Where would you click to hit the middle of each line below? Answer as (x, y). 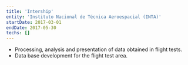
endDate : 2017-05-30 (31, 28)
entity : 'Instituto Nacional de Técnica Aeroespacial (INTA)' (84, 17)
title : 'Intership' (30, 11)
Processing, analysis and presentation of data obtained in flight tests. (98, 49)
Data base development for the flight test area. (71, 56)
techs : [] (18, 33)
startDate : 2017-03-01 (34, 22)
